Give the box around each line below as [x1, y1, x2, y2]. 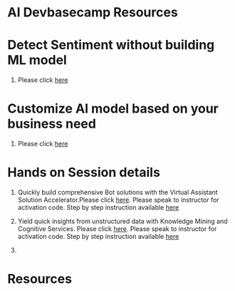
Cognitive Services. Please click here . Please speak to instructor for [17, 225, 217, 233]
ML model [7, 52, 68, 68]
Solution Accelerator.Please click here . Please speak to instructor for [17, 195, 219, 204]
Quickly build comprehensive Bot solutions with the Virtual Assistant [17, 188, 219, 196]
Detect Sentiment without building [7, 37, 215, 53]
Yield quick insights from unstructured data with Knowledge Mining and [17, 217, 228, 225]
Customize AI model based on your [7, 101, 219, 117]
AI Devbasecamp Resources [7, 4, 178, 21]
